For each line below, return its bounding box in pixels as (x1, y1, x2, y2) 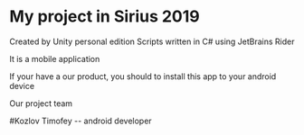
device (9, 80, 34, 91)
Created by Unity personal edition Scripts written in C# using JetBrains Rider (9, 36, 296, 47)
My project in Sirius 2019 (9, 6, 201, 27)
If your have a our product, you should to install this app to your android (9, 70, 277, 82)
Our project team (9, 97, 73, 109)
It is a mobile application (9, 53, 100, 64)
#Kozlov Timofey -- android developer (9, 115, 152, 126)
